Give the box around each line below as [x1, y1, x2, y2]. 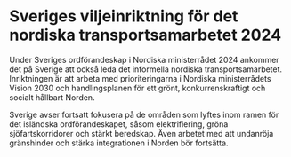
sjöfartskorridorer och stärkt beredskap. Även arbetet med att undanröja [9, 128, 274, 138]
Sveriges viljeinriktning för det [9, 6, 238, 27]
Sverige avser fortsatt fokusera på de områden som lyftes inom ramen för [9, 109, 279, 120]
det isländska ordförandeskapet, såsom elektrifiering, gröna [9, 118, 229, 130]
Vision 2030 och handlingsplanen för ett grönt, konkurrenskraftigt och [9, 82, 266, 93]
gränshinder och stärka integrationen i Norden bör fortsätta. [9, 137, 229, 148]
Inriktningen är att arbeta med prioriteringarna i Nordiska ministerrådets [9, 73, 271, 83]
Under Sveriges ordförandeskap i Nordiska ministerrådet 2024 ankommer [9, 54, 279, 65]
